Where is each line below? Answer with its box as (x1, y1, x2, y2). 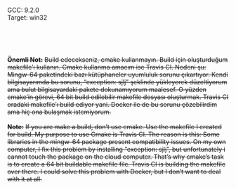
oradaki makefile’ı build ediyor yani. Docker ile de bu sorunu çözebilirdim (7, 100, 218, 108)
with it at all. (7, 175, 42, 183)
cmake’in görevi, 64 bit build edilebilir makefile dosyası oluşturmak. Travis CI (7, 93, 229, 101)
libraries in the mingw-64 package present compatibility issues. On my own (7, 138, 226, 145)
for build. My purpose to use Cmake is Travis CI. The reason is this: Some (7, 130, 220, 138)
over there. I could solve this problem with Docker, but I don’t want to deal (7, 167, 221, 176)
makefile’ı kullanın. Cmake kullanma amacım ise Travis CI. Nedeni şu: (7, 63, 206, 71)
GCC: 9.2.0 (7, 6, 40, 14)
